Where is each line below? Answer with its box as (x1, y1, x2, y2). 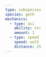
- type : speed (9, 35, 39, 40)
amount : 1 (14, 30, 35, 35)
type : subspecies (5, 7, 41, 12)
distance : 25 (14, 44, 41, 49)
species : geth (5, 12, 35, 17)
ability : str (14, 26, 41, 31)
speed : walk (14, 40, 39, 45)
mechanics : (5, 16, 28, 21)
